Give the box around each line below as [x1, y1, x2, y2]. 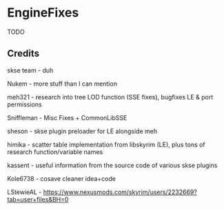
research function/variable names [7, 147, 103, 156]
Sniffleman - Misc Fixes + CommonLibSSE [7, 113, 128, 122]
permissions [7, 100, 43, 108]
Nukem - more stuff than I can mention [7, 79, 117, 88]
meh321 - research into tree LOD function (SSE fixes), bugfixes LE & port [7, 93, 214, 101]
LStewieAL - [7, 188, 42, 196]
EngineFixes [7, 5, 79, 21]
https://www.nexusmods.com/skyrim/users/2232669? [43, 188, 198, 196]
